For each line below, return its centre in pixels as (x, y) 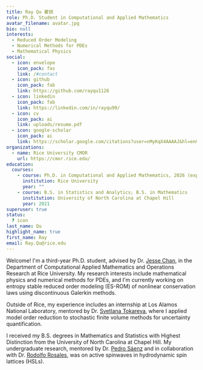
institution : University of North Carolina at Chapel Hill (98, 198)
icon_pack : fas (36, 68)
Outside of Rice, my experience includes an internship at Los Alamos (92, 304)
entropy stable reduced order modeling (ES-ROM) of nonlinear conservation (101, 286)
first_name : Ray (27, 237)
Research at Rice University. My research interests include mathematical (96, 273)
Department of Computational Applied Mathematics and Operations (90, 267)
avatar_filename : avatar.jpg (43, 23)
